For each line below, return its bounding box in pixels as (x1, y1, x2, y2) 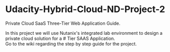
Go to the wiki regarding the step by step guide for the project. (5, 40, 137, 46)
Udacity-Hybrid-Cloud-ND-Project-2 (5, 4, 165, 15)
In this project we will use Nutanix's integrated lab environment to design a (5, 30, 163, 36)
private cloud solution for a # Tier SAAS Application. (5, 35, 115, 41)
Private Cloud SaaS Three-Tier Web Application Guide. (5, 20, 121, 26)
